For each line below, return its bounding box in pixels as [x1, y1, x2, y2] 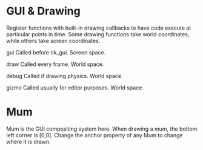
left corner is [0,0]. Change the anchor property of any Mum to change [6, 131, 183, 139]
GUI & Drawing [6, 4, 81, 18]
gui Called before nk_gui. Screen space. [6, 48, 106, 56]
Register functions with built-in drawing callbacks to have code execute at [6, 24, 191, 31]
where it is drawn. [6, 138, 52, 145]
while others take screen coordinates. [6, 37, 101, 44]
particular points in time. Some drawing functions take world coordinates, [6, 30, 190, 37]
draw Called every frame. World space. [6, 60, 104, 68]
